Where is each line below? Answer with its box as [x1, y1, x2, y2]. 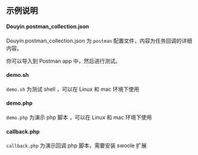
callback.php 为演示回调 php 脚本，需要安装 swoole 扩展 [6, 142, 147, 149]
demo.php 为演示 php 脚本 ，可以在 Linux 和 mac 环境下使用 [6, 114, 152, 121]
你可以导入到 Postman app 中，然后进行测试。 [6, 57, 121, 64]
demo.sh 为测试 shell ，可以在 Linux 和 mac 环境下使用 [6, 85, 139, 93]
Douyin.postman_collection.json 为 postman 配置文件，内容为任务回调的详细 [6, 37, 193, 44]
